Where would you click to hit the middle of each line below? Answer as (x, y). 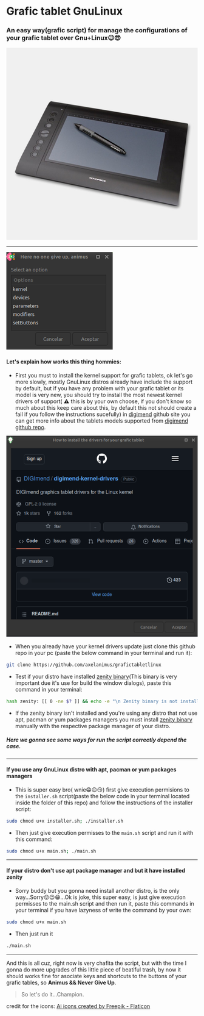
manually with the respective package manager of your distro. (93, 726)
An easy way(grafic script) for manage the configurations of (97, 30)
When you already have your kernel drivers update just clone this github (105, 646)
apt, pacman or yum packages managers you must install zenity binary (104, 719)
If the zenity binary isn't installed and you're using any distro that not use (106, 713)
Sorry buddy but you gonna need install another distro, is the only (97, 890)
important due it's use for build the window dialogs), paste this (93, 683)
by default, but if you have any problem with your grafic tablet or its (99, 388)
